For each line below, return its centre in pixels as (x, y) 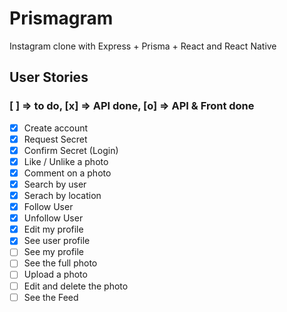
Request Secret (55, 139)
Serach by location (62, 195)
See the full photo (60, 263)
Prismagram (61, 18)
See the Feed (51, 297)
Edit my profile (53, 229)
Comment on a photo (67, 173)
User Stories (49, 77)
